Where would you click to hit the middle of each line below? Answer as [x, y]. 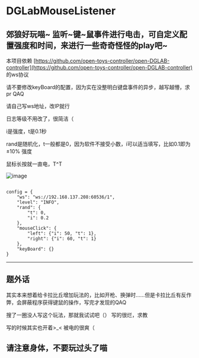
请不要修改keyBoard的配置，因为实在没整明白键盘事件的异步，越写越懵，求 [98, 87]
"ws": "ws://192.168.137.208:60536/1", [66, 197]
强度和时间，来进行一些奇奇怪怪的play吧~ [91, 45]
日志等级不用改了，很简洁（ [40, 119]
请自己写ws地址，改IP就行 [38, 106]
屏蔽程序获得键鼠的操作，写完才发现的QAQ [74, 302]
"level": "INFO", [38, 202]
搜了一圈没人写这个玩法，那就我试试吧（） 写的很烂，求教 [77, 315]
